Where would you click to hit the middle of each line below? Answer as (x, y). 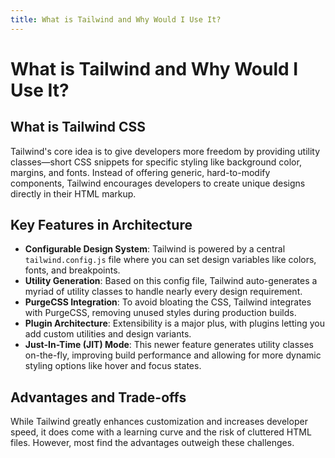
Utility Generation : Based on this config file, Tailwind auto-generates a (171, 281)
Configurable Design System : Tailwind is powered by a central (155, 249)
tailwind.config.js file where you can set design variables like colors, (170, 260)
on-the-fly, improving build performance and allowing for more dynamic (173, 355)
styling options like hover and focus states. (113, 366)
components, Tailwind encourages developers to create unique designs (158, 183)
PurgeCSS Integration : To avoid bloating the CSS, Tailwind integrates (168, 302)
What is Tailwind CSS (78, 127)
